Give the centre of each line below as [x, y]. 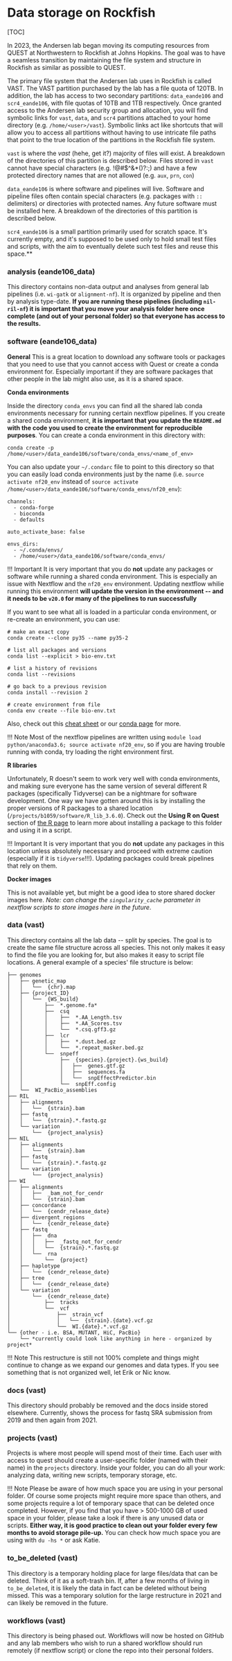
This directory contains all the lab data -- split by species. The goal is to [110, 940]
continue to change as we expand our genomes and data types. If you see [113, 1365]
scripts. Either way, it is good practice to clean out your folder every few [113, 1525]
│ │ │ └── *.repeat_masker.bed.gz [75, 1048]
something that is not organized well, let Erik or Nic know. [89, 1372]
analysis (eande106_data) [51, 272]
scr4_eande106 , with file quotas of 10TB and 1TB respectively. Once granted [114, 103]
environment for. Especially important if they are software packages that [110, 371]
